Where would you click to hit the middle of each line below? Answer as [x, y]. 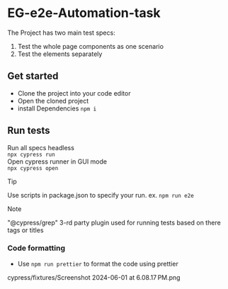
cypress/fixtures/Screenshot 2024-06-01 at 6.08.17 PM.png [94, 277]
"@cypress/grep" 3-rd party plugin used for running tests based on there [114, 222]
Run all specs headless [41, 147]
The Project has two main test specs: [61, 33]
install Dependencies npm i [57, 108]
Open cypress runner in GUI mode [57, 161]
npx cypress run [31, 154]
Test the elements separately [60, 54]
